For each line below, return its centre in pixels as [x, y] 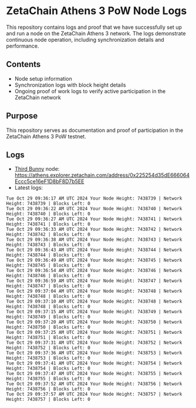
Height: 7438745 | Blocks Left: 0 [48, 266]
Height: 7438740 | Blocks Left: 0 [48, 214]
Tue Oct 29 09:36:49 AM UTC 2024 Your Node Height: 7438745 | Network [94, 260]
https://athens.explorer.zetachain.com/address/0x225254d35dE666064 [102, 175]
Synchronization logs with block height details [70, 85]
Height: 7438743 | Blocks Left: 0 [48, 245]
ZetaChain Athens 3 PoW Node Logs [97, 11]
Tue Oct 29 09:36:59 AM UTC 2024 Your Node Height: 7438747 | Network [94, 281]
